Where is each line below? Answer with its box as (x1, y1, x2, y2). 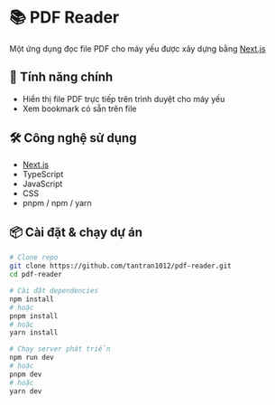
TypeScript (22, 168, 64, 179)
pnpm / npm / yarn (22, 197, 92, 208)
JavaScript (22, 178, 63, 189)
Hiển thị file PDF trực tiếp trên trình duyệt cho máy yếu (22, 93, 225, 104)
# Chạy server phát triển (9, 344, 111, 353)
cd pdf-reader (9, 270, 63, 279)
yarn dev (9, 386, 42, 396)
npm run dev (9, 353, 54, 363)
